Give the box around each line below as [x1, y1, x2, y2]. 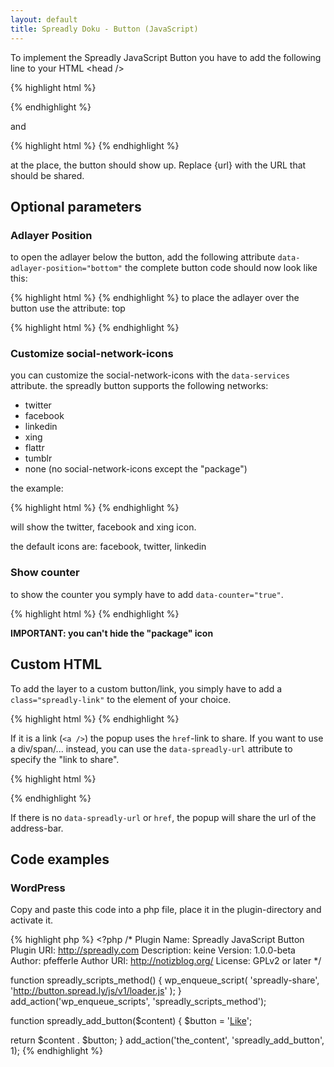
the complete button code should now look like [124, 262, 318, 274]
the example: [10, 482, 64, 495]
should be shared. [10, 169, 85, 181]
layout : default [10, 14, 78, 25]
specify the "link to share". [10, 753, 120, 765]
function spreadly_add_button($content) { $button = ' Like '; [10, 1015, 253, 1027]
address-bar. [10, 822, 64, 834]
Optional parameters [10, 198, 142, 215]
